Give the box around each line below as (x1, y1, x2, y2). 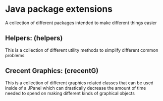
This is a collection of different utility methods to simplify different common (5, 47, 159, 53)
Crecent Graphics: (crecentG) (5, 67, 99, 75)
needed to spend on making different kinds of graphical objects (5, 90, 135, 96)
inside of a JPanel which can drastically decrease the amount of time (5, 85, 146, 91)
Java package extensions (5, 3, 113, 15)
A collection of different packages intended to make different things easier (5, 20, 157, 26)
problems (5, 52, 25, 58)
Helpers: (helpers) (5, 34, 63, 42)
